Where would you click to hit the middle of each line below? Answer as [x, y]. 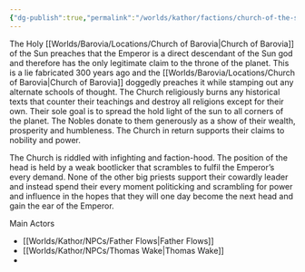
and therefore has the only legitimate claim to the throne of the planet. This [149, 63]
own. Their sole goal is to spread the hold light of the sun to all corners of [147, 111]
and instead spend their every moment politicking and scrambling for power [151, 186]
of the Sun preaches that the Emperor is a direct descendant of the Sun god [151, 53]
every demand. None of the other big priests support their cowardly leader [149, 177]
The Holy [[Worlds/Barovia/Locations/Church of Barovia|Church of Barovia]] [152, 44]
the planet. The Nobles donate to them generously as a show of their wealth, [152, 121]
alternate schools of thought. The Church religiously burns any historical [145, 92]
